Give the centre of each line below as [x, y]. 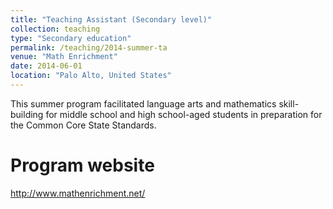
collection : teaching [55, 29]
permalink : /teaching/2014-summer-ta [89, 47]
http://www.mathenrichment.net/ [78, 193]
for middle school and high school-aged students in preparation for [184, 114]
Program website [82, 165]
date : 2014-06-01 [46, 66]
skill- [289, 103]
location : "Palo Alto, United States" [91, 76]
